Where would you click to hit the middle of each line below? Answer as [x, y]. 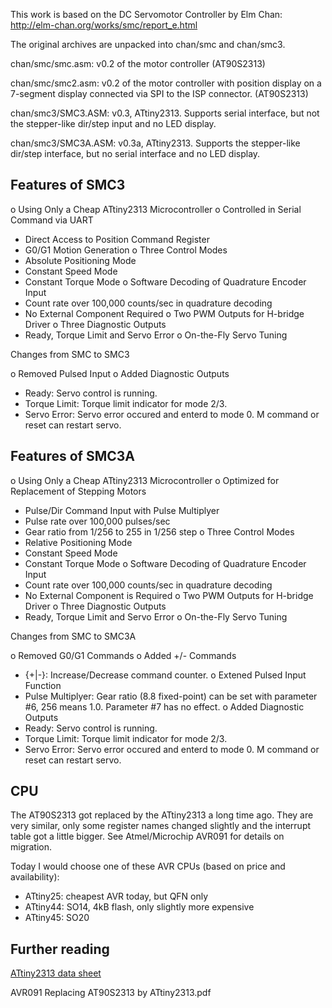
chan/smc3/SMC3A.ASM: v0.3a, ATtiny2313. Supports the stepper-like [155, 143]
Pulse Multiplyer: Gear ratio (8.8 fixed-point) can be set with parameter [171, 696]
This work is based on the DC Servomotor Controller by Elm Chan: [146, 14]
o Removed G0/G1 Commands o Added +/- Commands [123, 655]
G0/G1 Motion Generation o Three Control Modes [126, 250]
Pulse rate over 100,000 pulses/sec [97, 521]
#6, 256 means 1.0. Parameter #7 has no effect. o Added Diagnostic [164, 706]
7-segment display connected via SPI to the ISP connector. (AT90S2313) [159, 93]
